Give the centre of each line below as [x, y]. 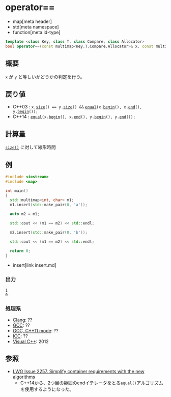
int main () [17, 191]
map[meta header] [32, 21]
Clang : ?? [22, 320]
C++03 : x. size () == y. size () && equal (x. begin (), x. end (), [77, 107]
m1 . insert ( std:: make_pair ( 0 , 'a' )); [49, 205]
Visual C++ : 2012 [31, 342]
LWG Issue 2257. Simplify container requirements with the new [78, 371]
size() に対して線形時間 [31, 147]
